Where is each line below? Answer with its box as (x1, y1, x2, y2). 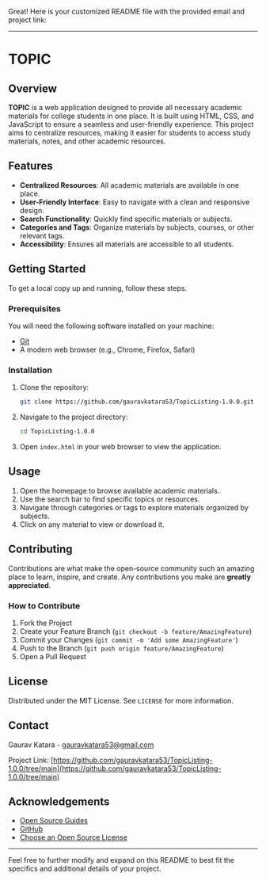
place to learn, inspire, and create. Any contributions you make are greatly (8, 572, 252, 582)
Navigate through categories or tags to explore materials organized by (19, 502, 249, 512)
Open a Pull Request (19, 651, 87, 661)
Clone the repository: (19, 383, 89, 392)
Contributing (8, 543, 73, 556)
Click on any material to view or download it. (19, 519, 165, 529)
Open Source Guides (19, 816, 89, 826)
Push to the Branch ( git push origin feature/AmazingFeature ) (19, 643, 224, 653)
